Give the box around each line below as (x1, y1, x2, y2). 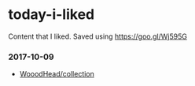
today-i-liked (8, 6, 95, 24)
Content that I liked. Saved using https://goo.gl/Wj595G (8, 32, 187, 41)
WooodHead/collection (19, 69, 94, 79)
